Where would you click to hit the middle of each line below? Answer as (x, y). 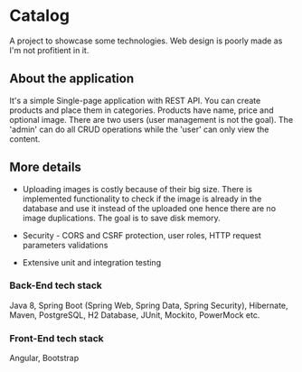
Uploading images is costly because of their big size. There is (137, 189)
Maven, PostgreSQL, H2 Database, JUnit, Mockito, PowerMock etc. (135, 315)
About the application (71, 79)
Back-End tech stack (56, 285)
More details (45, 167)
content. (25, 139)
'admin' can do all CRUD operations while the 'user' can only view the (139, 129)
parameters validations (65, 245)
